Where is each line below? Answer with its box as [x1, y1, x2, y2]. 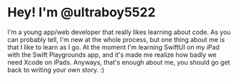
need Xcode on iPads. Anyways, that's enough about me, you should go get [7, 58, 230, 66]
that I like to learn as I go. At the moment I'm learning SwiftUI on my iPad [7, 43, 219, 51]
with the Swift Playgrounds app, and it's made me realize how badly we [7, 50, 217, 59]
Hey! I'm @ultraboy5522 [7, 4, 156, 21]
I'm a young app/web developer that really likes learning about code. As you [7, 28, 232, 36]
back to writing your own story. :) [7, 65, 105, 74]
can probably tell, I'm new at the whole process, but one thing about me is [7, 35, 225, 43]
